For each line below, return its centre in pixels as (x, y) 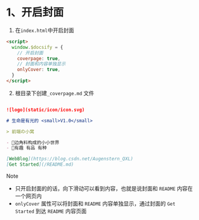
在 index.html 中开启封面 (44, 30)
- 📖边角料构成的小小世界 (33, 142)
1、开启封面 (35, 12)
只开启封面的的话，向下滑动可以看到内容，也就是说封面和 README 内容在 (104, 189)
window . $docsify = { (37, 47)
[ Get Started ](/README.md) (40, 165)
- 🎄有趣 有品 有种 (27, 148)
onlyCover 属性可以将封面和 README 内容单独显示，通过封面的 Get (95, 204)
